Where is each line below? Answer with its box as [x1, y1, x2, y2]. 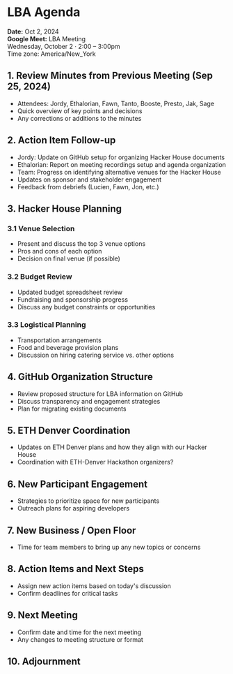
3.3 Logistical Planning [7, 320, 86, 330]
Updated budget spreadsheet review [17, 288, 123, 296]
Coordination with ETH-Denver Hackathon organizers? [17, 458, 174, 467]
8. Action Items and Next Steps [7, 563, 144, 575]
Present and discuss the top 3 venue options [17, 240, 146, 248]
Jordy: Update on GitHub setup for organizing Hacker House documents [17, 153, 225, 161]
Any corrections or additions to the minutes [17, 114, 142, 122]
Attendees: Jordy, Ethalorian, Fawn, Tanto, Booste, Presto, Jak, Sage [17, 99, 214, 108]
